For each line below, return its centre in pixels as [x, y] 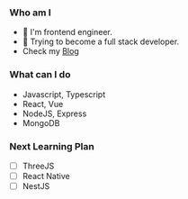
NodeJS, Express [54, 113]
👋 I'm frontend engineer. [67, 32]
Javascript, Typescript [64, 94]
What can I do [40, 75]
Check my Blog [50, 51]
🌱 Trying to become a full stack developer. [101, 41]
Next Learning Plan [52, 146]
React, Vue [43, 104]
